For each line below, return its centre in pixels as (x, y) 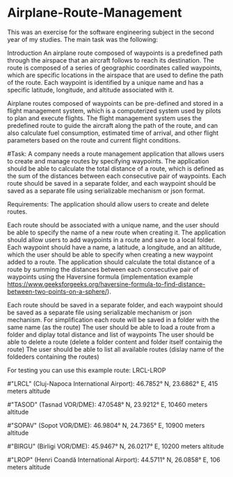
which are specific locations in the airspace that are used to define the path (115, 75)
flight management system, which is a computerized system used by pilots (114, 111)
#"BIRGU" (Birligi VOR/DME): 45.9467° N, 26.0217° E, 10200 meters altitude (116, 446)
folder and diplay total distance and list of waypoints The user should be (111, 334)
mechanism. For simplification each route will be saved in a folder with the (113, 320)
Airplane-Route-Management (95, 13)
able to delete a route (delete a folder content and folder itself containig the (115, 341)
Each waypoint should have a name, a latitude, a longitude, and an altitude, (114, 247)
